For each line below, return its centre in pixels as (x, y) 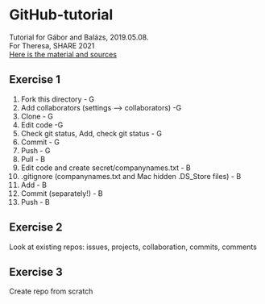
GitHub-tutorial (61, 15)
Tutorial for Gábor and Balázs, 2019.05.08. (79, 37)
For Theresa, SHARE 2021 (52, 45)
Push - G (35, 150)
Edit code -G (42, 125)
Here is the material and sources (63, 54)
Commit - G (40, 142)
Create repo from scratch (51, 291)
